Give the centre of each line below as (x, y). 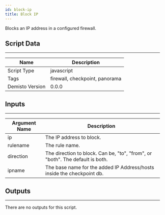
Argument (24, 123)
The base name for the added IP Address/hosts (100, 167)
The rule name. (62, 145)
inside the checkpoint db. (74, 173)
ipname (16, 170)
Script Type (21, 71)
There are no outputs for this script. (41, 207)
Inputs (15, 104)
